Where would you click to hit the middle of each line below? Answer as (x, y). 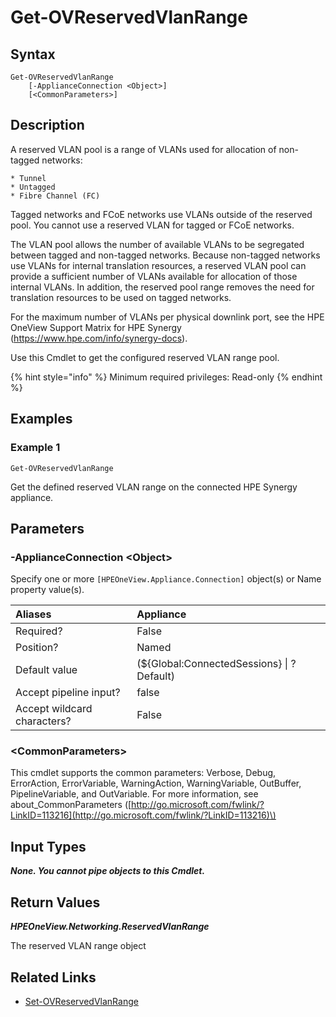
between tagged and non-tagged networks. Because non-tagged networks (165, 255)
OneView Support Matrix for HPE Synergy (96, 327)
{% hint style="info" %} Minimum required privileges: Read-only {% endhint (166, 377)
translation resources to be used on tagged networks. (121, 297)
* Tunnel (28, 178)
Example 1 (35, 448)
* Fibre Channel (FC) (55, 196)
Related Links (53, 977)
